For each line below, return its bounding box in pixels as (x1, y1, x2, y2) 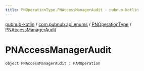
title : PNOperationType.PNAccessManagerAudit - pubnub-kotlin (5, 7, 139, 13)
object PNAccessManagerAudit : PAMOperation (5, 61, 101, 66)
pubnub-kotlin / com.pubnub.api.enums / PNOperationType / (5, 21, 132, 27)
